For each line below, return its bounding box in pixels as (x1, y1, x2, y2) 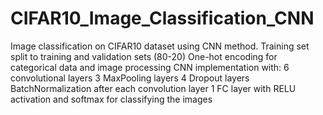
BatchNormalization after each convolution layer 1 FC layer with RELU (10, 82, 297, 94)
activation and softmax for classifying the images (10, 93, 213, 105)
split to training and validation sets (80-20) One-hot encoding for (10, 50, 278, 62)
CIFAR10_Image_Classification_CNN (10, 7, 315, 30)
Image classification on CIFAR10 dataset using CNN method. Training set (10, 40, 310, 52)
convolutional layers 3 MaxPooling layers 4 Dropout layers (10, 72, 250, 84)
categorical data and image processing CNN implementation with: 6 (10, 61, 290, 73)
